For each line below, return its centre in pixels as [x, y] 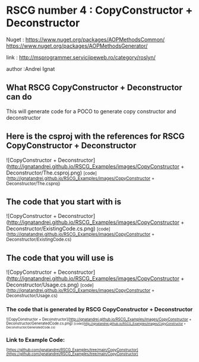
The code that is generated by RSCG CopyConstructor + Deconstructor [99, 309]
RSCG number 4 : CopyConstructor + [99, 10]
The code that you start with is [64, 202]
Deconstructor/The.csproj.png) [44, 173]
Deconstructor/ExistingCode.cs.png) [51, 229]
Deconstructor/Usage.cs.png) [42, 285]
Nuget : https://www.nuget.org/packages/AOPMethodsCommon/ [86, 39]
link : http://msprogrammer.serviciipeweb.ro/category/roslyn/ [81, 57]
